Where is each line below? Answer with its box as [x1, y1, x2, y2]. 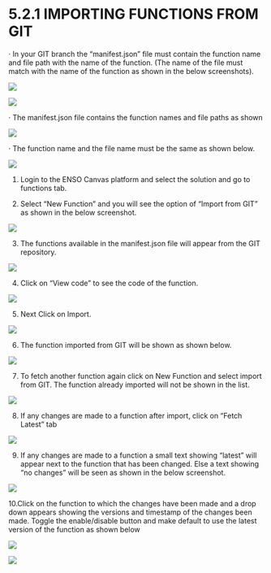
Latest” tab [19, 419, 58, 429]
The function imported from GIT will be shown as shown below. [19, 340, 232, 349]
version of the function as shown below [8, 524, 140, 534]
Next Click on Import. [19, 309, 92, 319]
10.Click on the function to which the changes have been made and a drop [8, 498, 257, 508]
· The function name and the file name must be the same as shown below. [8, 143, 256, 153]
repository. [19, 247, 57, 257]
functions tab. [19, 183, 67, 193]
